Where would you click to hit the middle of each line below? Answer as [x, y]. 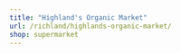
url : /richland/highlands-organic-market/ [90, 26]
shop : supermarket [44, 34]
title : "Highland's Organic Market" [78, 18]
